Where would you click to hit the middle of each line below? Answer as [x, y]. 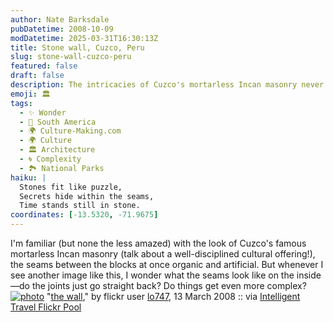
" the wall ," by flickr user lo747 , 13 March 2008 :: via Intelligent [173, 296]
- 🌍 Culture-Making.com [70, 131]
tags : [21, 103]
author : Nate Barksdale [60, 19]
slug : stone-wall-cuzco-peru [71, 57]
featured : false [44, 66]
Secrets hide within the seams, [87, 196]
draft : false [37, 76]
